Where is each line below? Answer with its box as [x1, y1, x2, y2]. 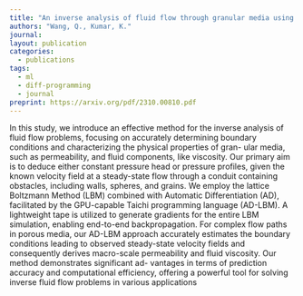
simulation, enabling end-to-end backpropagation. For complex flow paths [9, 219, 288, 230]
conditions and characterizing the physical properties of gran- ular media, [9, 142, 286, 153]
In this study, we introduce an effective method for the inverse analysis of [9, 123, 284, 133]
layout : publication [9, 38, 88, 48]
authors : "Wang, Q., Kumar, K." [9, 22, 132, 31]
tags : [9, 64, 30, 74]
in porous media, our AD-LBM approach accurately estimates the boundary [9, 229, 291, 240]
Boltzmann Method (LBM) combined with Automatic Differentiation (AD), [9, 190, 279, 201]
